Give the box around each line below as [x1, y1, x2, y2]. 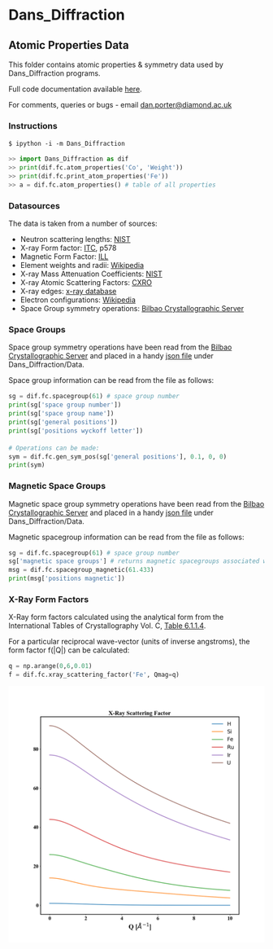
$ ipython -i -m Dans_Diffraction [8, 140, 126, 148]
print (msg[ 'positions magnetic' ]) [8, 574, 126, 583]
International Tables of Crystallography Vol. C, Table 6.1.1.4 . [8, 621, 206, 630]
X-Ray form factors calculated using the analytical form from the [8, 613, 224, 622]
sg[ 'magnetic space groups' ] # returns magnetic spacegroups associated [8, 557, 260, 565]
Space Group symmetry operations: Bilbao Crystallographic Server [19, 304, 245, 314]
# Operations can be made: [8, 444, 100, 452]
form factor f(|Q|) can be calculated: [8, 645, 130, 655]
